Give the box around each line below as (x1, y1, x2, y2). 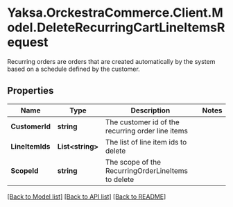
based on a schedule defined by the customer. (7, 65, 140, 73)
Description (130, 106, 171, 115)
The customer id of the (105, 117, 180, 126)
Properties (7, 85, 54, 97)
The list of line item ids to (105, 137, 187, 147)
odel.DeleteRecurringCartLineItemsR (7, 19, 225, 35)
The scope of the (105, 157, 162, 167)
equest (7, 35, 49, 50)
